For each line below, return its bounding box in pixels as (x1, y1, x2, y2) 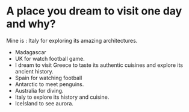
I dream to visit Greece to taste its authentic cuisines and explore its (14, 61, 184, 69)
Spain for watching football (14, 74, 82, 81)
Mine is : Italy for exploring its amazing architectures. (6, 37, 138, 44)
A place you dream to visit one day (6, 4, 182, 18)
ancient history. (14, 67, 54, 75)
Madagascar (14, 48, 46, 55)
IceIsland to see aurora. (14, 99, 74, 107)
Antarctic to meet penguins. (14, 80, 84, 88)
